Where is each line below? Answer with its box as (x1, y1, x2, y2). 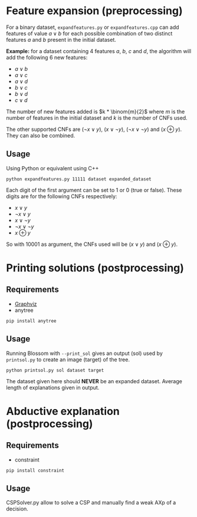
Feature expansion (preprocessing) (6, 4, 183, 18)
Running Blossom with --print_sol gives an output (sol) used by (6, 350, 163, 357)
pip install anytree (6, 318, 57, 324)
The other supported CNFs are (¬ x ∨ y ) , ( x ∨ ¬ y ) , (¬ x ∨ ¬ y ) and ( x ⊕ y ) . (6, 126, 182, 133)
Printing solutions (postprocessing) (6, 261, 185, 275)
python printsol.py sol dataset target (6, 367, 104, 373)
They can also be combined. (6, 131, 75, 139)
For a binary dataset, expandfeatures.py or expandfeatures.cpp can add (6, 24, 179, 31)
